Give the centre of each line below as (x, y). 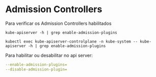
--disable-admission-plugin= (36, 69)
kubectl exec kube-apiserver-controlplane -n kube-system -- (72, 42)
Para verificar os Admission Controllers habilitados (58, 23)
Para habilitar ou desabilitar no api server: (49, 55)
